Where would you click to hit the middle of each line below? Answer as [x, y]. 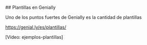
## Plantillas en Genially [31, 7]
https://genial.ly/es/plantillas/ [36, 27]
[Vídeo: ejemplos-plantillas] [34, 37]
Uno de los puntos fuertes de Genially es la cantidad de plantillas [73, 17]
